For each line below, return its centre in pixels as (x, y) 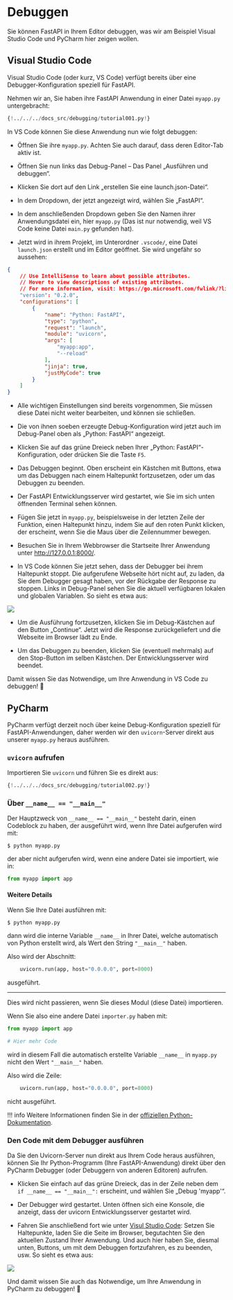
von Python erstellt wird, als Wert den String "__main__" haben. (97, 943)
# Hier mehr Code (32, 1041)
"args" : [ (58, 341)
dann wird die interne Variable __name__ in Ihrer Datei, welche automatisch (113, 936)
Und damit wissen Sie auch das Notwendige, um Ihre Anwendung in (104, 1282)
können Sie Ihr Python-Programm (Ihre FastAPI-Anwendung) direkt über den (116, 1163)
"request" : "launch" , (76, 327)
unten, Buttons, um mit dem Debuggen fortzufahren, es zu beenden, (115, 1248)
